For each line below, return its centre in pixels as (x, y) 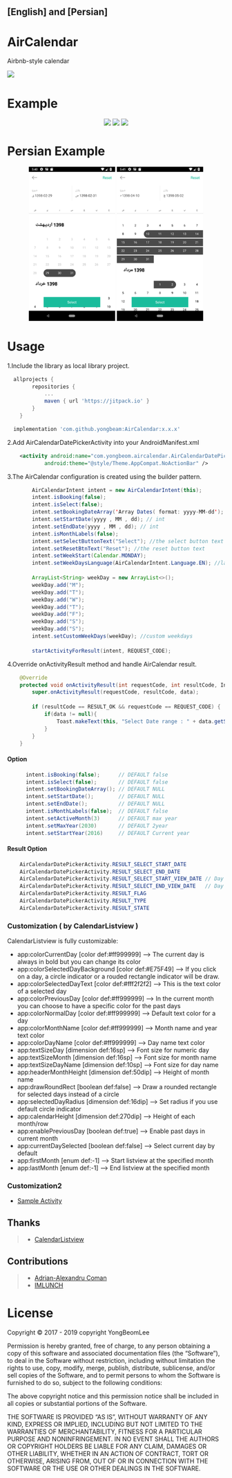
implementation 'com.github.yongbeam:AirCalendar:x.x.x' (97, 429)
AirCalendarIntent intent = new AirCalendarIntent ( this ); (117, 490)
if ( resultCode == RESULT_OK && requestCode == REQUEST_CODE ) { (126, 707)
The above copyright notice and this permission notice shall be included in (113, 1396)
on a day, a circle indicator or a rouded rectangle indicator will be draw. (118, 976)
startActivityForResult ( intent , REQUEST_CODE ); (101, 651)
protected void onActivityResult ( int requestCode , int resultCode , (118, 685)
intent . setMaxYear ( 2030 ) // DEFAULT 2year (97, 826)
